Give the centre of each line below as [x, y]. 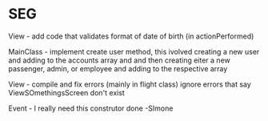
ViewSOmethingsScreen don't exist [67, 92]
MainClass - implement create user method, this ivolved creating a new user [134, 51]
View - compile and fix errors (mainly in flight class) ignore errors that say [130, 84]
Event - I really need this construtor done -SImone [91, 108]
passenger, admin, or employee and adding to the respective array [118, 68]
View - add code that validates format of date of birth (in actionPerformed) [131, 36]
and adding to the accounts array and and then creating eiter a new [119, 60]
